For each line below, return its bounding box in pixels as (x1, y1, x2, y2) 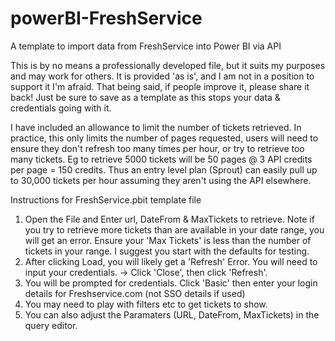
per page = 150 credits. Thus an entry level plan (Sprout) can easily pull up (10, 163, 318, 176)
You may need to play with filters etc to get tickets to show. (24, 298, 268, 310)
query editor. (24, 319, 78, 331)
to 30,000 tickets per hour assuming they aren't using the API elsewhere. (10, 174, 312, 186)
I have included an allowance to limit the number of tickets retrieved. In (10, 121, 302, 133)
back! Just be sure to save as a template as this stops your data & (10, 91, 281, 103)
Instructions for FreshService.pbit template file (10, 193, 202, 206)
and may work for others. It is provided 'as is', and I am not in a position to (10, 70, 315, 82)
